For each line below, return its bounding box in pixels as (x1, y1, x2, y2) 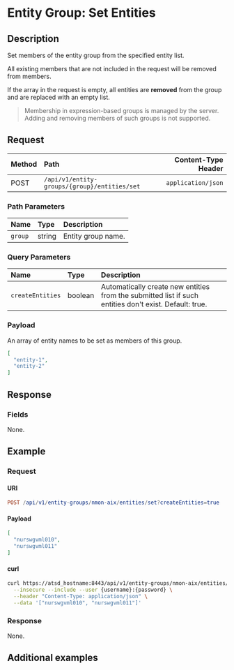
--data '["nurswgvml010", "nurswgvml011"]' (13, 599, 141, 606)
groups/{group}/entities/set (44, 182, 141, 190)
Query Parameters (7, 253, 71, 262)
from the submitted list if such (100, 291, 198, 301)
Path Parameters (7, 201, 65, 211)
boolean (67, 291, 95, 301)
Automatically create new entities (100, 282, 210, 292)
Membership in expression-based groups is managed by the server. (24, 107, 219, 114)
